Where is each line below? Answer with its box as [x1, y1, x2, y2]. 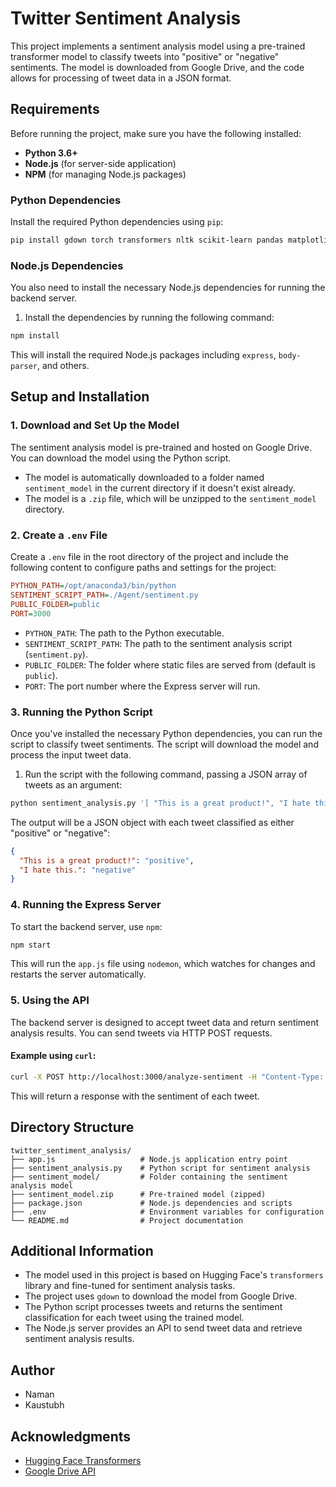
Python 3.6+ [24, 147, 78, 159]
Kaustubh [24, 1399, 65, 1411]
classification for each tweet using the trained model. [24, 1312, 245, 1324]
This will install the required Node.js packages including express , [10, 349, 277, 361]
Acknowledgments [10, 1428, 132, 1445]
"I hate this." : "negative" [19, 865, 137, 875]
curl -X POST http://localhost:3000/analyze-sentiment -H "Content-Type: [10, 1072, 325, 1082]
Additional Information [10, 1243, 154, 1259]
